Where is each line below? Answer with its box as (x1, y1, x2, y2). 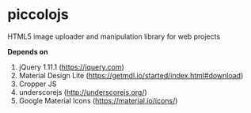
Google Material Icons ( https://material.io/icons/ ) (18, 96, 178, 105)
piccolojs (7, 6, 69, 24)
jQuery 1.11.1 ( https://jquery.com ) (18, 62, 124, 72)
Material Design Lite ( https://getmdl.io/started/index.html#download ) (18, 70, 244, 80)
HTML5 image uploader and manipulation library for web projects (7, 32, 221, 41)
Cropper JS (18, 79, 57, 89)
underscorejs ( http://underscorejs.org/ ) (18, 87, 147, 96)
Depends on (7, 47, 48, 56)
